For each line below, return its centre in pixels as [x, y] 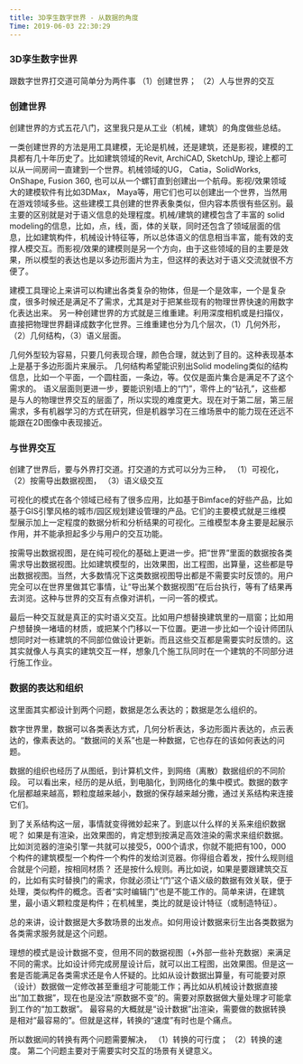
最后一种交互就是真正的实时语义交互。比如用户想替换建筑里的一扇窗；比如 [147, 617]
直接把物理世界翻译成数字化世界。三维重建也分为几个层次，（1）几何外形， [147, 324]
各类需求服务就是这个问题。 [61, 933]
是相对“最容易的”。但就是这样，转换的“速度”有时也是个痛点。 [123, 1020]
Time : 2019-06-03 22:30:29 [60, 26]
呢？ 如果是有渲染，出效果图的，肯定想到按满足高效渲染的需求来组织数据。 [149, 835]
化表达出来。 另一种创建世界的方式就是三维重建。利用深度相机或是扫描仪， [149, 313]
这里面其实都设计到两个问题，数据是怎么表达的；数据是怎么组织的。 [136, 709]
